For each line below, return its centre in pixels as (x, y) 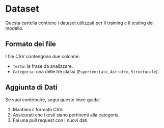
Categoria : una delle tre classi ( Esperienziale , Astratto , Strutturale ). (86, 71)
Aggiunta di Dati (31, 87)
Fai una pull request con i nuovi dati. (51, 120)
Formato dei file (31, 44)
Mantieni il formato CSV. (38, 109)
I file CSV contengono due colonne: (43, 56)
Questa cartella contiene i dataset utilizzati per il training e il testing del (79, 23)
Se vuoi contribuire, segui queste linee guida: (53, 100)
